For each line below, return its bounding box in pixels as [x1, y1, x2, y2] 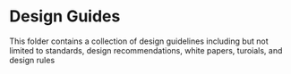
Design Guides [9, 6, 121, 27]
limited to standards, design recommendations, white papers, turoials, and [9, 45, 283, 55]
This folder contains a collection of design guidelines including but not [9, 36, 269, 46]
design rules [9, 54, 56, 65]
